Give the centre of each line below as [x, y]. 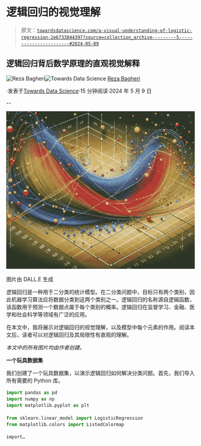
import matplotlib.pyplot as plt [48, 405]
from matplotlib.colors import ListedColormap [65, 424]
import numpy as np [31, 399]
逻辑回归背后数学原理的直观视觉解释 [73, 64]
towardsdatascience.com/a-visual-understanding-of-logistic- [115, 31]
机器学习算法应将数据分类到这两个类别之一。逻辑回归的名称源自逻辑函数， [103, 300]
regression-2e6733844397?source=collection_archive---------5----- [106, 37]
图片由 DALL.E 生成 [30, 279]
